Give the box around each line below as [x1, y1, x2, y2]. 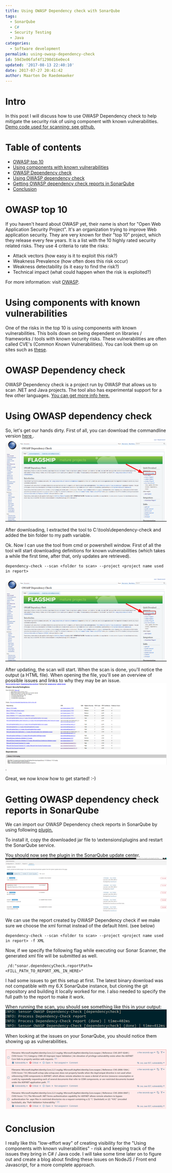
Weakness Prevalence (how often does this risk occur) [12, 258, 128, 264]
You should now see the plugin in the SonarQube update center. [5, 852, 140, 859]
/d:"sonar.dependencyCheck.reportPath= [7, 963, 93, 969]
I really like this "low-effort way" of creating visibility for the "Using [5, 1140, 146, 1146]
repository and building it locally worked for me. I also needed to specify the [5, 988, 166, 995]
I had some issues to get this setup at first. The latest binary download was [5, 978, 164, 984]
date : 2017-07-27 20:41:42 [5, 68, 63, 73]
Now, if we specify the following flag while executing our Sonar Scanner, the [5, 947, 166, 953]
